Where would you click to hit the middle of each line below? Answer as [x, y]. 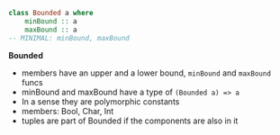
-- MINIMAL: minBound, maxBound [69, 38]
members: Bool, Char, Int [68, 111]
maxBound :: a [51, 30]
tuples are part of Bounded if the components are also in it [130, 121]
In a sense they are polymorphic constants [100, 101]
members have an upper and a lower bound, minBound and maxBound [146, 73]
